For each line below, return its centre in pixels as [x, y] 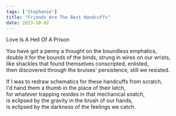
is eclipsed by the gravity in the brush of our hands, [70, 101]
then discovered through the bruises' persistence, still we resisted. [88, 70]
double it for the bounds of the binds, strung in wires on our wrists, [88, 58]
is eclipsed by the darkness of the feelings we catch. [71, 107]
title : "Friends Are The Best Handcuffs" [58, 17]
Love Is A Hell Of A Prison [38, 40]
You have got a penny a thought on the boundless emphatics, [82, 51]
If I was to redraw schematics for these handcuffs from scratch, [84, 81]
